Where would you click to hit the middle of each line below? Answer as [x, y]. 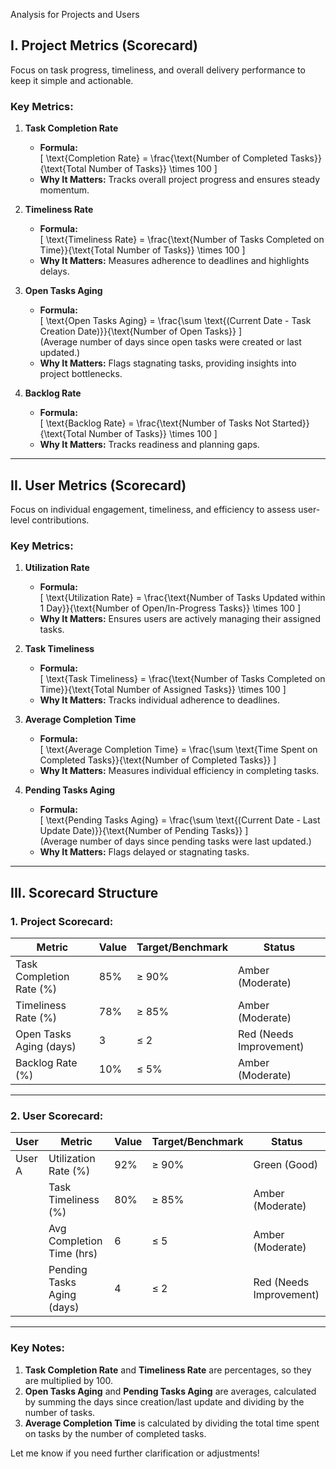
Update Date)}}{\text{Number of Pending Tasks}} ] [144, 831]
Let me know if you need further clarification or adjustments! [135, 1453]
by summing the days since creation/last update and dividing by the [164, 1401]
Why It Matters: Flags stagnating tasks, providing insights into [168, 363]
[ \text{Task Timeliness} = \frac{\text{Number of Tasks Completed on [182, 679]
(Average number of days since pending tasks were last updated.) [175, 841]
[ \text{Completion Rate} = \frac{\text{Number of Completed [163, 158]
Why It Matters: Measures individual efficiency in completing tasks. [179, 771]
